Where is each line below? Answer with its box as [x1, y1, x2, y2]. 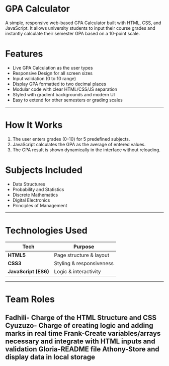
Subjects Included [5, 164, 83, 175]
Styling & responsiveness [54, 260, 114, 267]
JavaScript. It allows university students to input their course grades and [5, 25, 156, 31]
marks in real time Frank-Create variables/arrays [5, 329, 161, 338]
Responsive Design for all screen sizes [12, 70, 93, 76]
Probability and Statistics [12, 186, 64, 192]
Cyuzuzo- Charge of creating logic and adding [5, 321, 153, 330]
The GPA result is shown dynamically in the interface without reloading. [12, 147, 161, 153]
